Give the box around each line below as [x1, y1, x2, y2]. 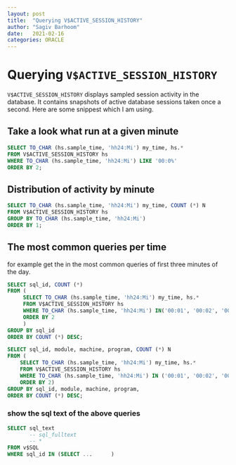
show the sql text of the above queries [7, 409, 140, 418]
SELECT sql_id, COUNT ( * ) [7, 281, 83, 288]
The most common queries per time [7, 241, 167, 254]
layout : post [7, 10, 46, 18]
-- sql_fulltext [29, 431, 77, 438]
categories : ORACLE [7, 37, 65, 44]
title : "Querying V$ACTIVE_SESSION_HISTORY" [7, 17, 143, 24]
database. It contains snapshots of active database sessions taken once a [7, 98, 221, 106]
